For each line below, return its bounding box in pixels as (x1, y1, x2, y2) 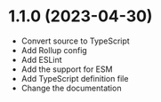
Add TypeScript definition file (20, 73, 129, 83)
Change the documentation (20, 82, 122, 93)
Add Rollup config (20, 44, 88, 55)
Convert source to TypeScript (20, 35, 130, 46)
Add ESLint (20, 54, 63, 65)
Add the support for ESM (20, 64, 113, 75)
